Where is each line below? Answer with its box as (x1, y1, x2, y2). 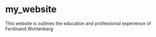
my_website (5, 4, 57, 15)
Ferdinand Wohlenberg (5, 25, 54, 31)
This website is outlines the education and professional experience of (5, 20, 151, 26)
